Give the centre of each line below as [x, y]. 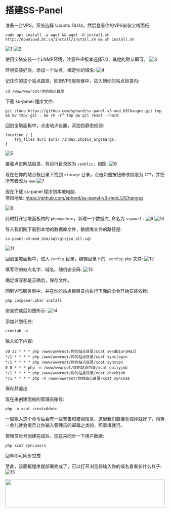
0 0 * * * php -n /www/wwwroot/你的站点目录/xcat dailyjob [67, 368]
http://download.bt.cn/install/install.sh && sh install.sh [70, 39]
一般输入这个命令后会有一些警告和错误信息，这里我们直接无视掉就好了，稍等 [85, 419]
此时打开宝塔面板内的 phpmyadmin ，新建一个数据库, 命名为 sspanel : [75, 218]
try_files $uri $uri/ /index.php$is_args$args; [65, 139]
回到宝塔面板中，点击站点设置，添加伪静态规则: [55, 125]
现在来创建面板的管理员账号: [35, 399]
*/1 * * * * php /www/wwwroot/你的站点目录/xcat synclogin [67, 357]
